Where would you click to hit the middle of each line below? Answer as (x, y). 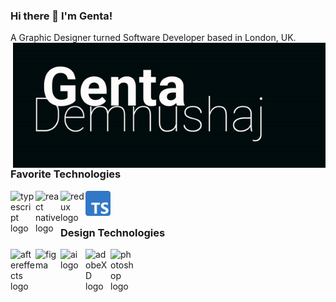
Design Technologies (113, 232)
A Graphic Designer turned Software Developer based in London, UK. (153, 38)
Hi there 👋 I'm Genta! (61, 16)
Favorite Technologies (66, 174)
